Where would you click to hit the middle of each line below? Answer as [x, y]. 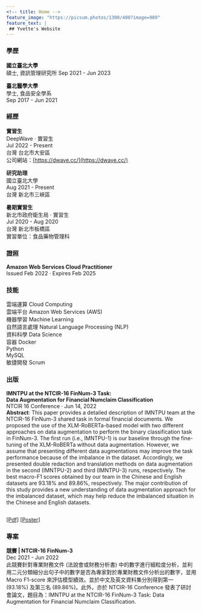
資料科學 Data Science [34, 334]
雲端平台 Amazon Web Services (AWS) [54, 312]
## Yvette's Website [35, 29]
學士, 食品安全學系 [29, 93]
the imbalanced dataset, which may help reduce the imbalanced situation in [100, 496]
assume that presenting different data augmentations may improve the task [99, 451]
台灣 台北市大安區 [28, 152]
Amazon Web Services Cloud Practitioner [59, 267]
